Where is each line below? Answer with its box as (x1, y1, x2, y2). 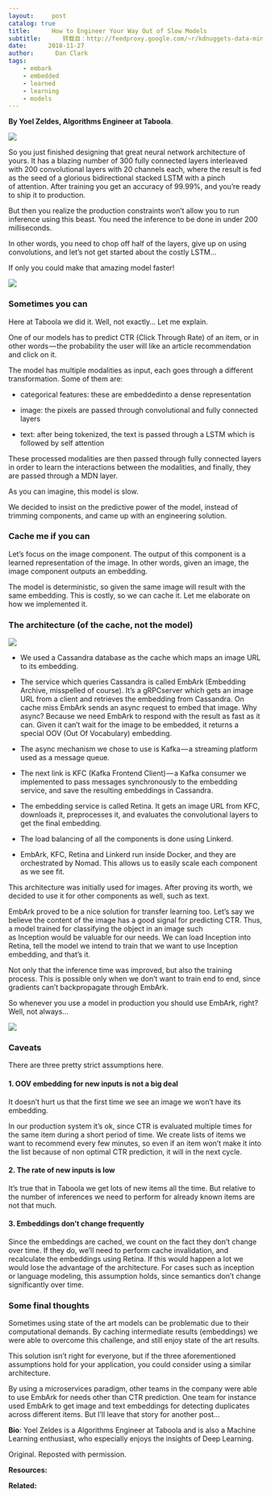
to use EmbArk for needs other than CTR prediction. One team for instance (8, 1393, 256, 1402)
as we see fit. (19, 867, 65, 877)
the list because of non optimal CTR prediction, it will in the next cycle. (8, 1146, 242, 1156)
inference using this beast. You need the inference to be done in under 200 (8, 215, 258, 225)
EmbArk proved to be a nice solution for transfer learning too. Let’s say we (8, 906, 255, 917)
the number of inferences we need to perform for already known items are (8, 1192, 256, 1201)
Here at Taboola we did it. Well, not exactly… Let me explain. (8, 317, 208, 326)
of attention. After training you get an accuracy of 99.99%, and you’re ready (8, 182, 261, 191)
